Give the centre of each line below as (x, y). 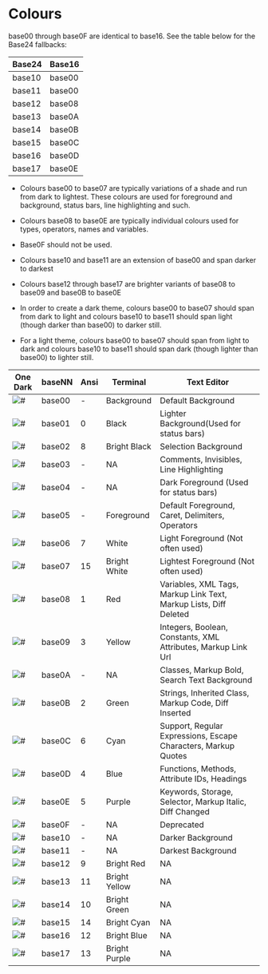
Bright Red (126, 863)
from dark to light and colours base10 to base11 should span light (126, 316)
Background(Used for (201, 423)
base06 (55, 543)
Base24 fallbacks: (38, 44)
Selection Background (201, 446)
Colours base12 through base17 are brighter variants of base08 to (127, 283)
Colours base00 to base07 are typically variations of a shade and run (133, 188)
